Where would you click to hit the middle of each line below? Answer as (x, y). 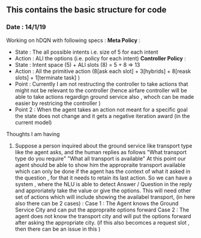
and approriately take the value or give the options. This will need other (103, 190)
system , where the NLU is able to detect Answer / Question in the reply (103, 184)
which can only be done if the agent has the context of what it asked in (103, 171)
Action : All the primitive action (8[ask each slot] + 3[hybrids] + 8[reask (103, 71)
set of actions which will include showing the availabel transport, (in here (105, 197)
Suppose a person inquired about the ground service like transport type (103, 146)
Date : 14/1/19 (26, 27)
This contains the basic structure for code (86, 10)
